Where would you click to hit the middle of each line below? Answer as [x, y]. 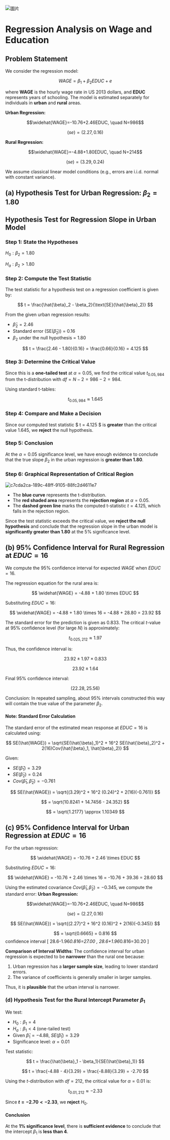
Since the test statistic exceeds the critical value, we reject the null [75, 521]
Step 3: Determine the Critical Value [50, 362]
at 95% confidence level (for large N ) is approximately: [62, 628]
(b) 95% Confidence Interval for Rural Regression [85, 548]
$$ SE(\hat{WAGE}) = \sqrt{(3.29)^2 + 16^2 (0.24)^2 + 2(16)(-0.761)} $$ [85, 792]
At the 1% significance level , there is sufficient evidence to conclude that [83, 1126]
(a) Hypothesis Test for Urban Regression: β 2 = [81, 194]
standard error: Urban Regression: [42, 894]
